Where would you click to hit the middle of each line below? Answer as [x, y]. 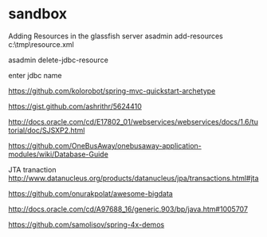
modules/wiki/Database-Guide [59, 154]
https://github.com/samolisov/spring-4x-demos [86, 224]
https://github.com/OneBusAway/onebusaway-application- [105, 145]
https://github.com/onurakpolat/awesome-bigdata [90, 193]
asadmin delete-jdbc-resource [59, 60]
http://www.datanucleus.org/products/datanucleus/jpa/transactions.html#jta [133, 178]
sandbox [38, 14]
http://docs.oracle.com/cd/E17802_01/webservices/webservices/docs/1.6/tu [133, 121]
